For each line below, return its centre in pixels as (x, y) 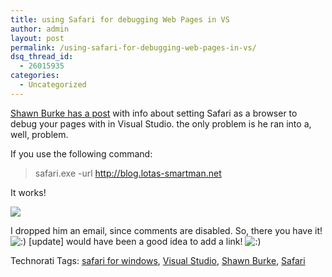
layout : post (37, 38)
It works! (28, 192)
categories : (35, 76)
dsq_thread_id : (42, 57)
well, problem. (39, 134)
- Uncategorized (53, 85)
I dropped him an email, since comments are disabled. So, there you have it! (166, 230)
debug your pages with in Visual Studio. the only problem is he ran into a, (161, 123)
